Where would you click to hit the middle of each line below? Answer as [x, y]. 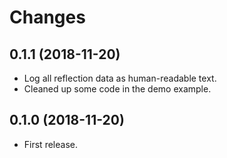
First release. [50, 144]
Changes [47, 17]
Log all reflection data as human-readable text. [120, 78]
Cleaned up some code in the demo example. [117, 89]
